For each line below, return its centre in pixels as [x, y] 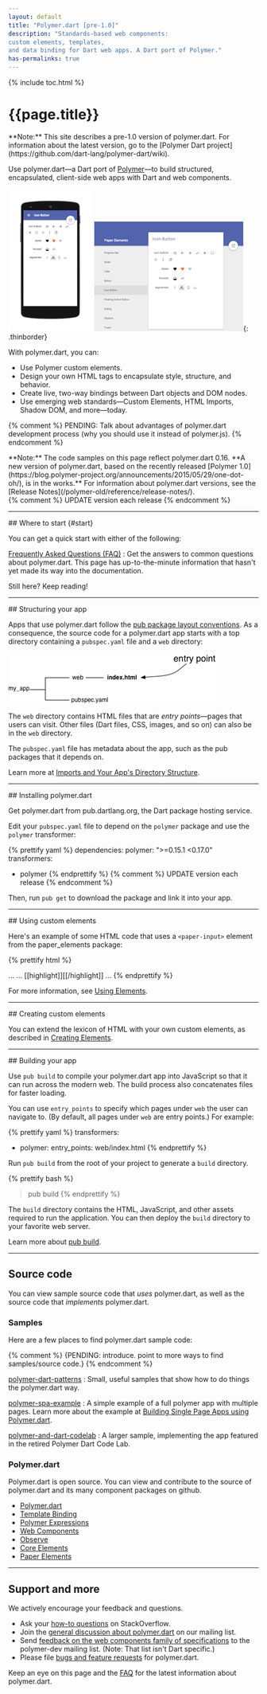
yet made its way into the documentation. [76, 570]
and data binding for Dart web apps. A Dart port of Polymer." [115, 51]
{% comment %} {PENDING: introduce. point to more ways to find [116, 1356]
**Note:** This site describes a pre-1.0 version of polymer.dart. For [119, 136]
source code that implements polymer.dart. [79, 1301]
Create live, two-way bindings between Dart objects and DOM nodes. [133, 393]
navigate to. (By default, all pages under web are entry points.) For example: [131, 1117]
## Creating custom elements [57, 1013]
